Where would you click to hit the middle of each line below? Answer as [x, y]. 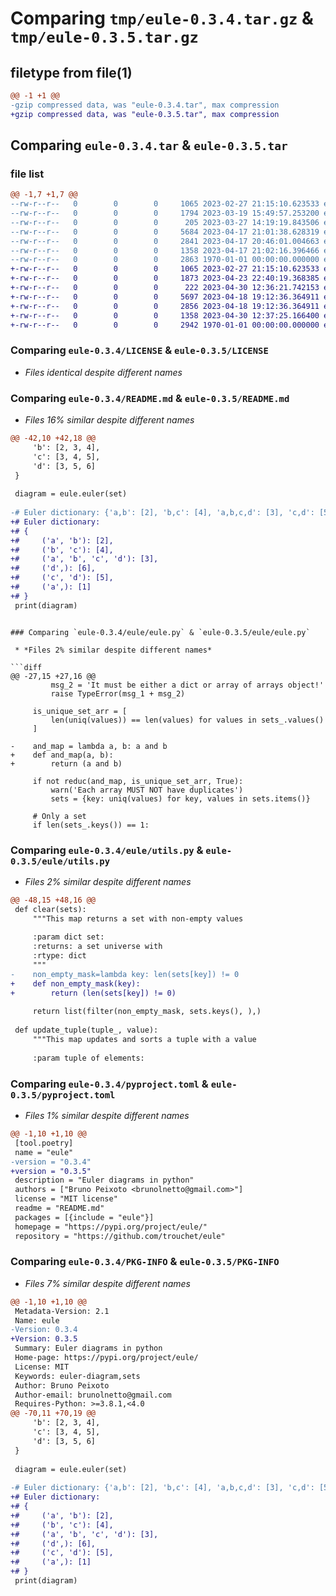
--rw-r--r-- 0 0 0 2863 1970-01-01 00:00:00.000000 [165, 260]
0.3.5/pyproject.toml [63, 1095]
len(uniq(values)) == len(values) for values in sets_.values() [187, 720]
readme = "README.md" [59, 1208]
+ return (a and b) [66, 763]
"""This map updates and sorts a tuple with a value [144, 1040]
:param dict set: [68, 937]
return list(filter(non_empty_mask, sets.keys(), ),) [147, 1012]
